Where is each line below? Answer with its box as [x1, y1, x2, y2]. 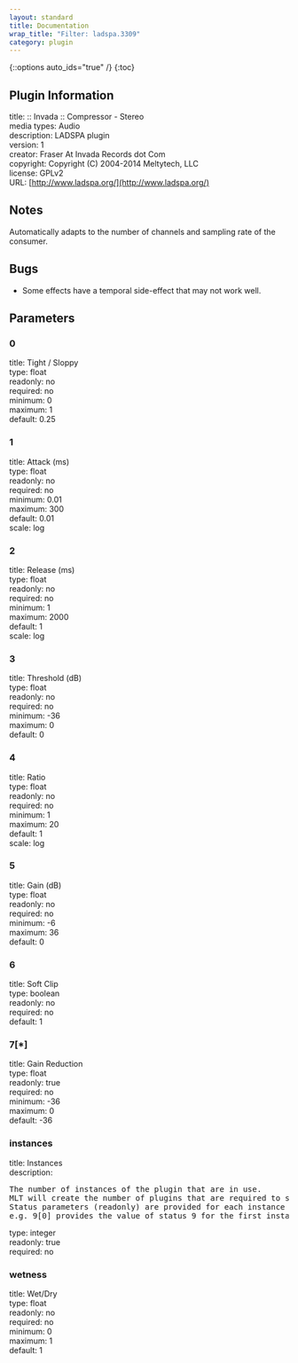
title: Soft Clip [9, 979, 59, 990]
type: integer [9, 1227, 56, 1238]
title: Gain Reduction [9, 1059, 83, 1069]
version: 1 [9, 139, 44, 151]
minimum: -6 [9, 917, 56, 928]
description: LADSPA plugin [9, 130, 110, 141]
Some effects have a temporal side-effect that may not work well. [21, 285, 262, 295]
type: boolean [9, 988, 60, 999]
